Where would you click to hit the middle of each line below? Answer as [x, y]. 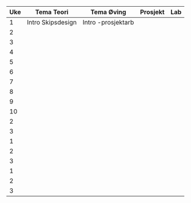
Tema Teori [52, 12]
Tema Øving [108, 12]
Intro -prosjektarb [108, 22]
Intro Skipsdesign [52, 22]
